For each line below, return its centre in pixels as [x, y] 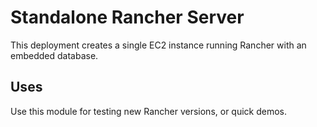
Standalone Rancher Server [127, 17]
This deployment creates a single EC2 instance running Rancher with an [158, 45]
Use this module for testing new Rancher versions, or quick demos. [149, 111]
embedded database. [54, 55]
